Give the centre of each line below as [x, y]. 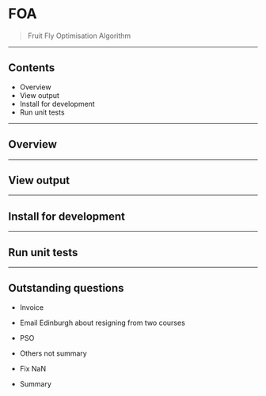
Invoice [32, 307]
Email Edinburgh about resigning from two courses [103, 322]
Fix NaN [32, 368]
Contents [32, 68]
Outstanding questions [66, 288]
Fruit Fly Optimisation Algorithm [79, 36]
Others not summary [53, 353]
